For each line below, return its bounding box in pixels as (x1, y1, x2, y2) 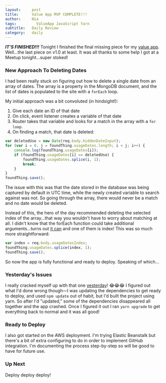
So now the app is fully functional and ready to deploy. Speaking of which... (5, 258, 160, 264)
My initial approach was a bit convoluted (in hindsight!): (5, 98, 118, 104)
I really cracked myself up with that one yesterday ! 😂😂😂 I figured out (5, 282, 151, 288)
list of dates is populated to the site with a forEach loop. (5, 89, 118, 95)
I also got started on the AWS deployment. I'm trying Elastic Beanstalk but (5, 332, 156, 338)
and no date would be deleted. (5, 200, 68, 206)
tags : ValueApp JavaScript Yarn (5, 21, 90, 26)
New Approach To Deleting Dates (5, 66, 87, 73)
